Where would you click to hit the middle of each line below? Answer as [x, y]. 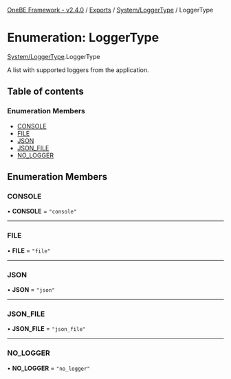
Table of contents [45, 92]
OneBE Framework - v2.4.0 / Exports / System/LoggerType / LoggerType [110, 10]
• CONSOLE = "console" [42, 211]
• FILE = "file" [29, 251]
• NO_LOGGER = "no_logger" [49, 368]
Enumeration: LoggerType [83, 38]
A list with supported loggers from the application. [78, 70]
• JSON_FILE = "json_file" [46, 329]
